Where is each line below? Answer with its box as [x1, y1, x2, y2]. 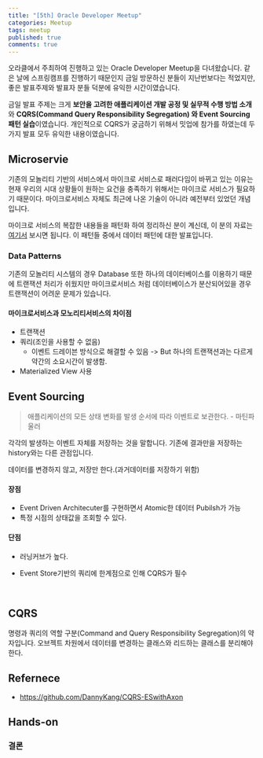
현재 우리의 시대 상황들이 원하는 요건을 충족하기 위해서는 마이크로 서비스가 [8, 184, 235, 193]
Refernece [8, 672, 60, 685]
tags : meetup [8, 26, 51, 34]
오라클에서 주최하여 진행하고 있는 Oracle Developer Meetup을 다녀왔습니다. [8, 64, 243, 73]
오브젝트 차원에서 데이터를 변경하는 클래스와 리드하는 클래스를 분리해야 [37, 638, 254, 648]
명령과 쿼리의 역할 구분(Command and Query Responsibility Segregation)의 [8, 628, 247, 638]
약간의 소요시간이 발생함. [31, 357, 108, 366]
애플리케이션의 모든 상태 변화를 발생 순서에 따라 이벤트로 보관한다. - [27, 412, 234, 421]
